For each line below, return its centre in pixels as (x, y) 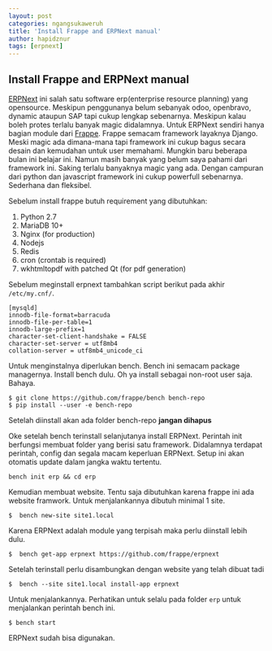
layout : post (30, 16)
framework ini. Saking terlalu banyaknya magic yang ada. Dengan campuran (136, 168)
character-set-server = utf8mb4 (63, 343)
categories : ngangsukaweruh (56, 24)
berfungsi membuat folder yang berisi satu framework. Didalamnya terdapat (135, 444)
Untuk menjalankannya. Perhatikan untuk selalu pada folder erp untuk (125, 599)
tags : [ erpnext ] (36, 46)
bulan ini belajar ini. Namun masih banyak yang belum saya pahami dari (128, 159)
